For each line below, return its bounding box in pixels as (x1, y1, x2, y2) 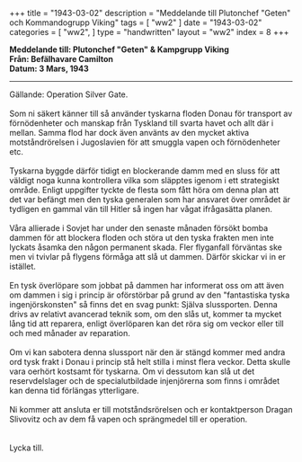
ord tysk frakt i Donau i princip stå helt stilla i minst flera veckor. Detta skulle (9, 357, 291, 367)
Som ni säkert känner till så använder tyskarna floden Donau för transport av (9, 108, 293, 119)
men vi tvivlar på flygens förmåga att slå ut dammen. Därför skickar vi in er (9, 252, 286, 262)
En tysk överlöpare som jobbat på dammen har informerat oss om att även (9, 280, 285, 290)
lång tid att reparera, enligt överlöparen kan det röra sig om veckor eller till (9, 318, 285, 329)
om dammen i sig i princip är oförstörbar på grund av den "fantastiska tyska (9, 289, 290, 300)
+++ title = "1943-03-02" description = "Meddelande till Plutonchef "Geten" (9, 8, 291, 18)
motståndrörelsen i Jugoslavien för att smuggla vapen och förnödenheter (9, 137, 280, 147)
